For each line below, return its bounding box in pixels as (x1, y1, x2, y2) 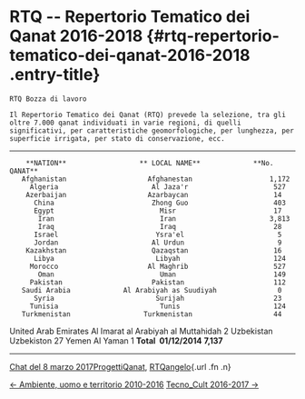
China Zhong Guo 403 (33, 198, 286, 207)
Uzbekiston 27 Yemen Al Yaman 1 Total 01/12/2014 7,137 (9, 334, 223, 346)
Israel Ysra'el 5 (33, 230, 282, 239)
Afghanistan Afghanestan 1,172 (21, 175, 290, 184)
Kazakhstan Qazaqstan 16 (25, 245, 282, 255)
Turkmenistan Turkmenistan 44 (21, 309, 282, 319)
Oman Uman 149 (37, 270, 286, 279)
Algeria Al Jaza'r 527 (29, 182, 286, 192)
